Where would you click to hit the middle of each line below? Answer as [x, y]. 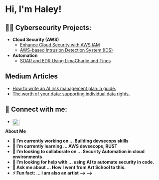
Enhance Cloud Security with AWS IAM [60, 45]
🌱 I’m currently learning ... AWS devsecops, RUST [65, 146]
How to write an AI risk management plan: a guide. [64, 88]
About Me [16, 131]
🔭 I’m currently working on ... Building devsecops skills [70, 141]
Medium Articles [32, 77]
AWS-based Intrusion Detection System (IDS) [66, 50]
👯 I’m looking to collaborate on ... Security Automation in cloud [79, 151]
